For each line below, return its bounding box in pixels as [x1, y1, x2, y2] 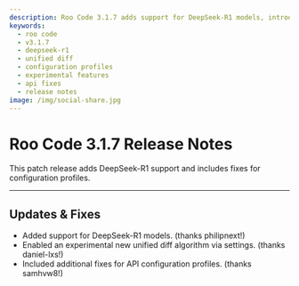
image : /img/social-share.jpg [9, 95, 122, 105]
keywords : [9, 21, 46, 30]
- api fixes [17, 79, 62, 88]
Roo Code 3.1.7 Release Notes [9, 134, 233, 154]
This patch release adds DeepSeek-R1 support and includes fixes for [9, 163, 261, 174]
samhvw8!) [21, 268, 64, 279]
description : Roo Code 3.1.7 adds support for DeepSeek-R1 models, [9, 12, 265, 22]
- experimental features [17, 71, 109, 80]
